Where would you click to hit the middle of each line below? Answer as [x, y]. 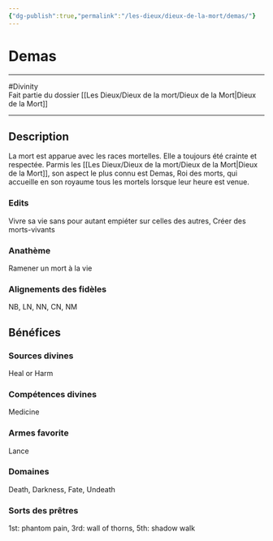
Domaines [29, 472]
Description [39, 136]
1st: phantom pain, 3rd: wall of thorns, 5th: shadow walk [102, 528]
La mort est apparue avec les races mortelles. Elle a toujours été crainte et [133, 156]
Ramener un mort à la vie [50, 268]
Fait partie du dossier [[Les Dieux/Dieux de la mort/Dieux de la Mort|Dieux [132, 95]
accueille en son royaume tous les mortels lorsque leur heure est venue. [129, 182]
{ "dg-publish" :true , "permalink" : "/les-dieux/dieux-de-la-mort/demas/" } [132, 16]
